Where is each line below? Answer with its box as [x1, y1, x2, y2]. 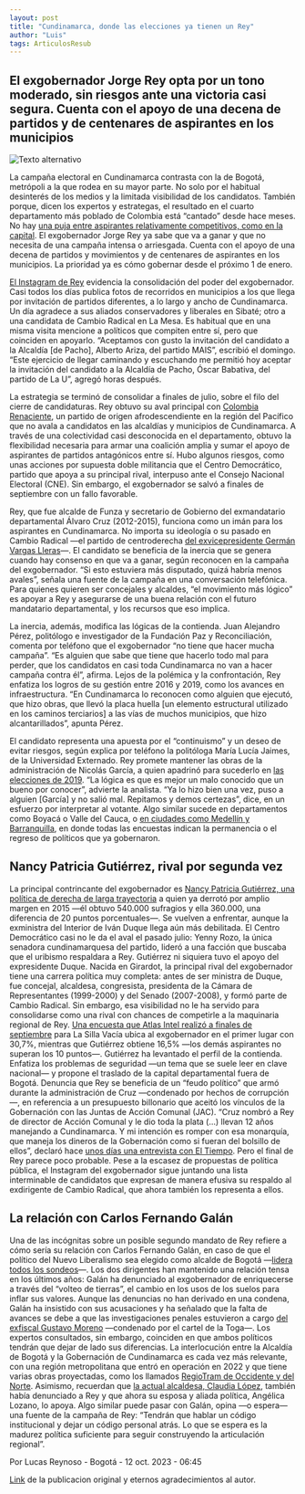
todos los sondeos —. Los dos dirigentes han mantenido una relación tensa [9, 1264, 290, 1275]
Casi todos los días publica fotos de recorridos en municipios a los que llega [9, 287, 296, 298]
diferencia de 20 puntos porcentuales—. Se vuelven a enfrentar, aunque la [9, 912, 290, 923]
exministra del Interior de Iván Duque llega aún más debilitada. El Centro [9, 921, 280, 932]
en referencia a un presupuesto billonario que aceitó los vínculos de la [21, 1097, 285, 1108]
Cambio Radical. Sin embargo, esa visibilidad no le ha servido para [9, 999, 259, 1010]
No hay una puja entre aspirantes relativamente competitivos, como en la [9, 220, 284, 231]
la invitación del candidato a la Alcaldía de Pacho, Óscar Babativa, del [9, 364, 270, 375]
